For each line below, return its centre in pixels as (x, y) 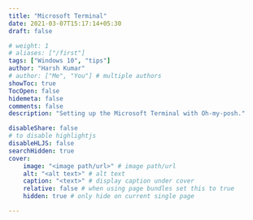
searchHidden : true (41, 151)
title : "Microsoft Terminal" (58, 16)
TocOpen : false (34, 91)
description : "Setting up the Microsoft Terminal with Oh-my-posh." (127, 114)
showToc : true (33, 83)
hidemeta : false (36, 98)
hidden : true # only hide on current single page (109, 196)
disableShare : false (44, 128)
